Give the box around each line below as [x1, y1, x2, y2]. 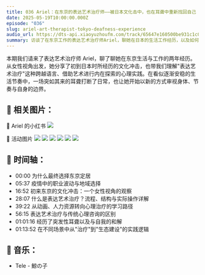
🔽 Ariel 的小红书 [6, 122, 46, 129]
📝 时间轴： [6, 155, 46, 165]
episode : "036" [6, 20, 45, 26]
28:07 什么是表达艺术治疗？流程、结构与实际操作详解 [15, 195, 149, 202]
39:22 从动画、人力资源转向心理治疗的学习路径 [15, 202, 134, 210]
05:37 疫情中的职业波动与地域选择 [15, 179, 101, 187]
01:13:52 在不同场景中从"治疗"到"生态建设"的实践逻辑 [15, 225, 149, 232]
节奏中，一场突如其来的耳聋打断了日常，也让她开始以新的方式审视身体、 [11, 77, 193, 85]
